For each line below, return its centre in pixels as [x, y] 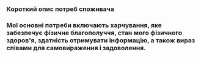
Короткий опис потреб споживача [60, 9]
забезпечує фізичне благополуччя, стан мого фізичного [94, 33]
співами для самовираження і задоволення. [76, 48]
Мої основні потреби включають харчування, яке [84, 25]
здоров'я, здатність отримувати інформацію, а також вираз [101, 40]
